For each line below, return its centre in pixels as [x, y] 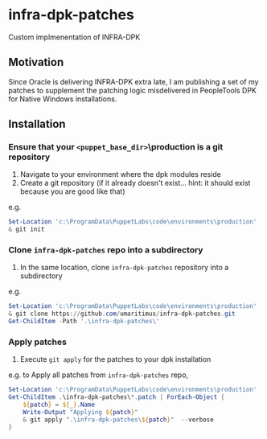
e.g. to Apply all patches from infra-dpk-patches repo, [99, 375]
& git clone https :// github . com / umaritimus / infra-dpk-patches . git [122, 314]
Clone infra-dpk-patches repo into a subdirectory [106, 250]
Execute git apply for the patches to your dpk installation [115, 359]
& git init [27, 230]
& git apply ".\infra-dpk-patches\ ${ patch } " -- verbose [119, 420]
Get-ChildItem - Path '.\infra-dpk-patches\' [84, 322]
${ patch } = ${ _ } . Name [59, 405]
